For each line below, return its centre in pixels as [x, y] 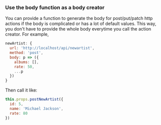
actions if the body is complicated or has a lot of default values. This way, [81, 23]
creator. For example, [27, 34]
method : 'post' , [26, 53]
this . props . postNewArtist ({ [34, 99]
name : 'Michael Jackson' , [37, 108]
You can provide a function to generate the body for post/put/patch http [79, 18]
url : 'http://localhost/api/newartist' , [52, 48]
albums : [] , [26, 62]
